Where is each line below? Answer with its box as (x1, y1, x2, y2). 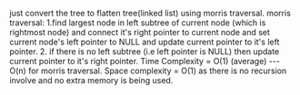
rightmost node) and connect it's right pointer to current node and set (9, 27, 271, 37)
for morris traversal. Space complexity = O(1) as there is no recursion (28, 65, 287, 76)
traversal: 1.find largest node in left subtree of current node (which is (9, 17, 266, 28)
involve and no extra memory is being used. (9, 75, 174, 85)
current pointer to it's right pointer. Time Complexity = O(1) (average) (9, 56, 267, 66)
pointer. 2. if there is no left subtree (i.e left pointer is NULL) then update (9, 46, 280, 57)
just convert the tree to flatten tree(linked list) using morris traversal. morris (9, 8, 291, 18)
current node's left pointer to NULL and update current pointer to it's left (9, 36, 280, 47)
